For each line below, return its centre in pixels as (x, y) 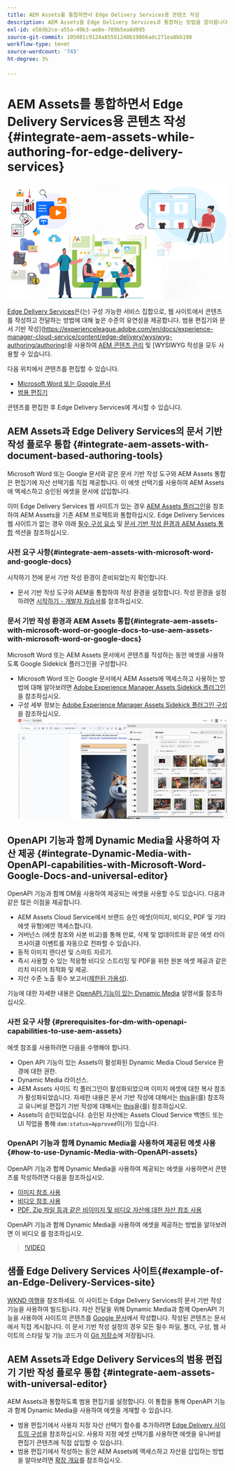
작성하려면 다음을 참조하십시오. (62, 1177)
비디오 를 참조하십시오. (53, 1233)
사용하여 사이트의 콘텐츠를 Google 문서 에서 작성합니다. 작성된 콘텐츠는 (116, 1318)
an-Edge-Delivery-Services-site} (81, 1282)
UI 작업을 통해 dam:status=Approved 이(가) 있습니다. (88, 1123)
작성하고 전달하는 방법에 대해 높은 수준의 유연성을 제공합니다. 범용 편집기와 (116, 320)
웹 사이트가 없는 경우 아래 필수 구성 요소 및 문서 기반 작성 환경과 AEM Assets (112, 523)
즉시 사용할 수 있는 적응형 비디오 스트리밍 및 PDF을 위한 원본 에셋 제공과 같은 (122, 961)
